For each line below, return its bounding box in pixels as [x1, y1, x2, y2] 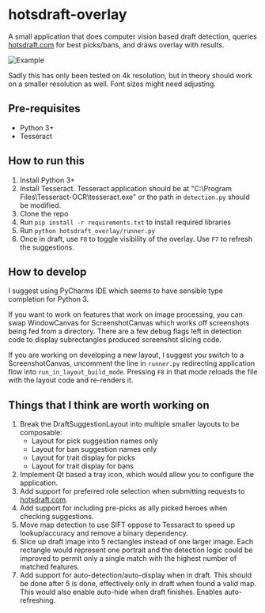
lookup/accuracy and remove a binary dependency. [19, 528, 188, 538]
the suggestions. [19, 243, 75, 252]
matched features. [19, 562, 80, 572]
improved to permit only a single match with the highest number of [19, 554, 237, 563]
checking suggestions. [19, 512, 94, 521]
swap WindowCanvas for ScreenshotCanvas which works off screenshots [8, 318, 250, 328]
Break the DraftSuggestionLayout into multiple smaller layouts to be [19, 419, 240, 429]
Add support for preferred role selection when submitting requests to [19, 487, 245, 496]
